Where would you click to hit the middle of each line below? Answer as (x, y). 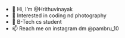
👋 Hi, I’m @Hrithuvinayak (42, 9)
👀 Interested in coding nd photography (59, 15)
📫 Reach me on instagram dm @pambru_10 (65, 28)
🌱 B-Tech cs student (37, 22)
